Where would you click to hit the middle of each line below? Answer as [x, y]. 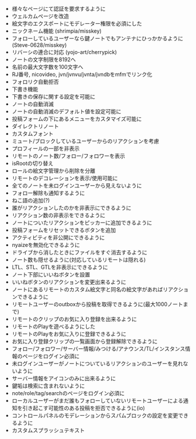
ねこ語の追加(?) [31, 200]
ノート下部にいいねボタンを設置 [51, 274]
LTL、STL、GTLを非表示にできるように [60, 267]
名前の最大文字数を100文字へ [48, 67]
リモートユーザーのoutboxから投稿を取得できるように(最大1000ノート [97, 304]
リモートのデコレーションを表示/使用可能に [65, 178]
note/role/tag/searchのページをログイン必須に [68, 393]
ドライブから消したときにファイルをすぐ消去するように [79, 252]
